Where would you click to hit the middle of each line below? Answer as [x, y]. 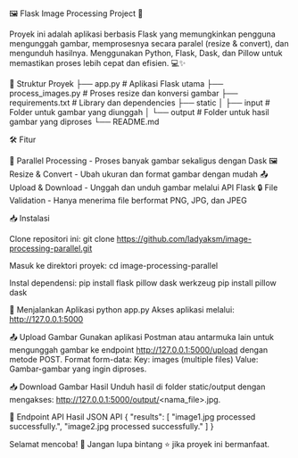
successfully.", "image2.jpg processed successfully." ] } [112, 426]
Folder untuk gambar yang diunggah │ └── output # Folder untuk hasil [139, 112]
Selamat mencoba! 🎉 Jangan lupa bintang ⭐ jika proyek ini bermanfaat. [140, 444]
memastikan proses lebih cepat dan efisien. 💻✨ [97, 63]
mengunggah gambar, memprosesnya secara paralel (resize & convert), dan [149, 43]
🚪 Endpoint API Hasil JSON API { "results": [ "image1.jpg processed [132, 417]
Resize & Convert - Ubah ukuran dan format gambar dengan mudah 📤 [139, 174]
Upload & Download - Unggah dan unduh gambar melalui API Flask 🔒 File [144, 187]
